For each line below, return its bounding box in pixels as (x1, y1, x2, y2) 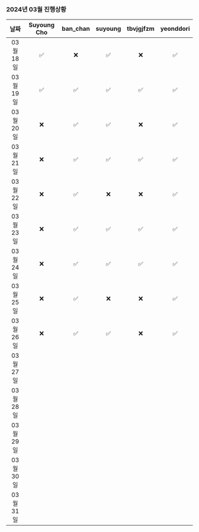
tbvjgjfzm (127, 25, 155, 33)
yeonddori (160, 25, 190, 33)
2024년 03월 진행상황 (6, 5, 67, 13)
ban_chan (62, 25, 90, 33)
